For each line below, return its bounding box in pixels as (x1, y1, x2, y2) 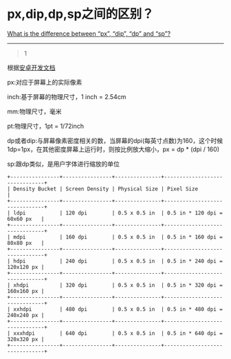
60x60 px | (7, 215, 45, 222)
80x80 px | (7, 239, 45, 246)
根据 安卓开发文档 (7, 63, 56, 72)
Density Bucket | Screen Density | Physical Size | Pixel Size (13, 185, 198, 193)
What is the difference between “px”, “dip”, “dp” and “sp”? (7, 29, 170, 38)
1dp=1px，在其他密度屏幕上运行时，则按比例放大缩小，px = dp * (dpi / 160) (7, 145, 220, 153)
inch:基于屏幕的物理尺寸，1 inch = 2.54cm (7, 92, 126, 100)
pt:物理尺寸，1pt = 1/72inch (7, 122, 85, 130)
